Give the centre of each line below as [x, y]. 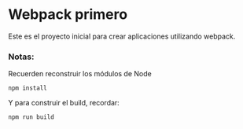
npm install [28, 88]
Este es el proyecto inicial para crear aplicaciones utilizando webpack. [122, 36]
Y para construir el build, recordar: [64, 103]
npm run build [31, 117]
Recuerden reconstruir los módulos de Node [80, 74]
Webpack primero [68, 15]
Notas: [21, 57]
